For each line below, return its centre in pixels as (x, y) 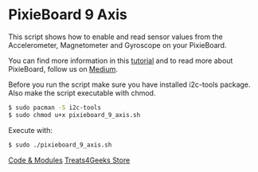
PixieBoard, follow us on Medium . (63, 68)
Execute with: (31, 130)
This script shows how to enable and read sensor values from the (115, 37)
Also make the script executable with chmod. (82, 92)
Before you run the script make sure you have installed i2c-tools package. (129, 84)
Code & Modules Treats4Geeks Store (69, 160)
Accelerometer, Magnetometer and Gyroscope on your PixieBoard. (117, 45)
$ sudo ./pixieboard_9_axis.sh (60, 145)
